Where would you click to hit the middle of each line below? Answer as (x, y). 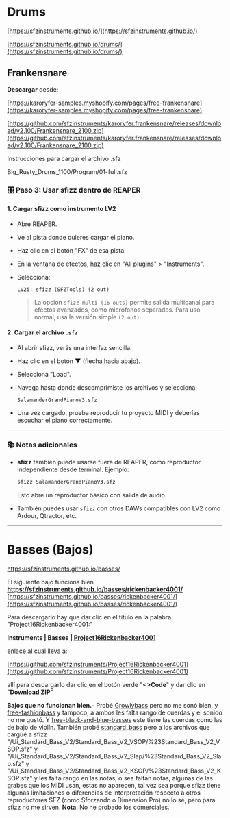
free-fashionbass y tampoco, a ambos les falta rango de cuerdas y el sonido (115, 712)
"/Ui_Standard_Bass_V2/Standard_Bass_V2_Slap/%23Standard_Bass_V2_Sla (114, 756)
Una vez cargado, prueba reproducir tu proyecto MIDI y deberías (108, 413)
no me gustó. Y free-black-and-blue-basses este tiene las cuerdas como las (115, 720)
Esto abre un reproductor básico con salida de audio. (92, 495)
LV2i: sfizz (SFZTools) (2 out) (63, 289)
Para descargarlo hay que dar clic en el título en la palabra (89, 617)
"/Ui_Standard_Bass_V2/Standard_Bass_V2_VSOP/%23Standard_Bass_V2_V (114, 742)
